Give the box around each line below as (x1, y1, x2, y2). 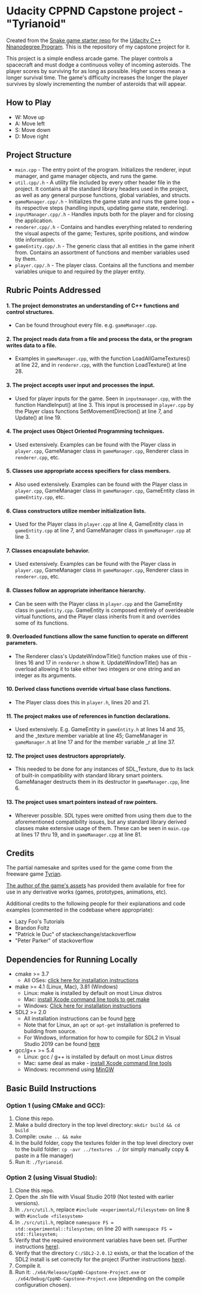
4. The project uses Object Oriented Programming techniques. (6, 427, 165, 435)
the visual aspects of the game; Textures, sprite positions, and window (14, 230, 190, 237)
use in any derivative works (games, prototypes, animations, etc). (6, 888, 167, 895)
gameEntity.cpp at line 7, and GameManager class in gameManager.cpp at (14, 527, 191, 534)
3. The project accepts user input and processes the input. (6, 381, 155, 388)
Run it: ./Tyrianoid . (14, 1158, 64, 1165)
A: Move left (14, 120, 45, 127)
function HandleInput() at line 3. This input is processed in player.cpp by (14, 401, 194, 408)
